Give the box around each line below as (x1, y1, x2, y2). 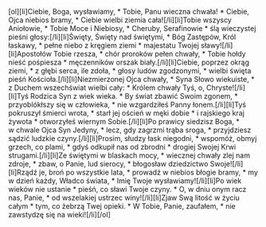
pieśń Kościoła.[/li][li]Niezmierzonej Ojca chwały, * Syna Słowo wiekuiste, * (8, 75, 255, 84)
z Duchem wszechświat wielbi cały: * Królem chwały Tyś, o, (8, 83, 205, 92)
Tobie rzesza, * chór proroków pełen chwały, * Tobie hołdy (53, 49, 246, 58)
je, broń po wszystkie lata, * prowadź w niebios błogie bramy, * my (38, 167, 259, 177)
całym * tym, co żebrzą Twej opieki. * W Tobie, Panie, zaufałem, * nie (8, 202, 237, 210)
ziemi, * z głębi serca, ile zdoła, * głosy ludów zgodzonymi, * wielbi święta (8, 66, 252, 75)
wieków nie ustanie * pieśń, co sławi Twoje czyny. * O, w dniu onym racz (8, 185, 247, 194)
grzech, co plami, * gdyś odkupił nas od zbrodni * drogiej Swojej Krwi (8, 143, 237, 151)
